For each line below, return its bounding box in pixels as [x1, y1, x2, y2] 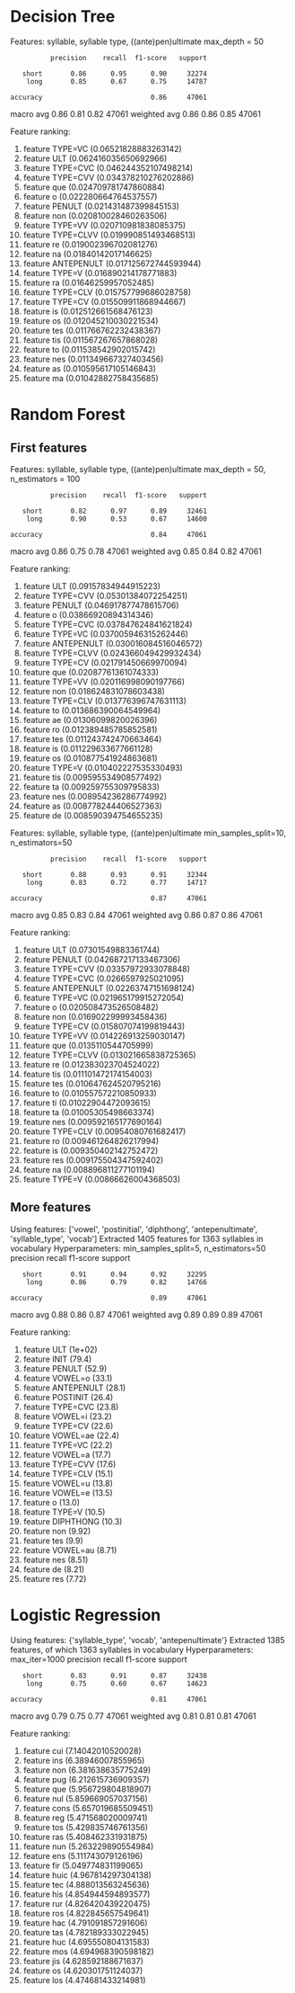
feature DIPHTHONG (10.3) [22, 1515, 123, 1526]
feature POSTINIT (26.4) [22, 1391, 114, 1402]
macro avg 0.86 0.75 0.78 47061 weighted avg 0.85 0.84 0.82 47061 [10, 546, 263, 557]
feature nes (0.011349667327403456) [22, 353, 164, 364]
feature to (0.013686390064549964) [22, 704, 161, 716]
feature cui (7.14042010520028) [22, 1745, 142, 1756]
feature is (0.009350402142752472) [22, 1145, 159, 1156]
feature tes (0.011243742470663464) [22, 733, 162, 744]
